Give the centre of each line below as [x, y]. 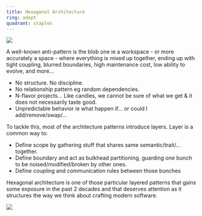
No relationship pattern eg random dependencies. [77, 89]
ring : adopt [21, 18]
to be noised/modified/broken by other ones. [71, 164]
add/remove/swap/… [41, 115]
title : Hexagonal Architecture [46, 12]
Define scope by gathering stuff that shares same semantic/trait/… [98, 145]
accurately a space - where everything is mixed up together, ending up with [101, 58]
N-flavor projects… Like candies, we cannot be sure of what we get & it [103, 96]
